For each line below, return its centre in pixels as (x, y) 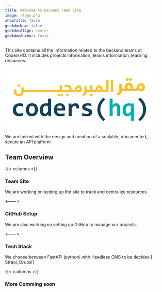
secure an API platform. (29, 142)
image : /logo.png (23, 15)
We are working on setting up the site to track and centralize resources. (76, 192)
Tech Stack (19, 246)
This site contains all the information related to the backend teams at (73, 50)
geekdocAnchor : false (27, 36)
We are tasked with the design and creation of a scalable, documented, (76, 137)
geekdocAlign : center (27, 31)
